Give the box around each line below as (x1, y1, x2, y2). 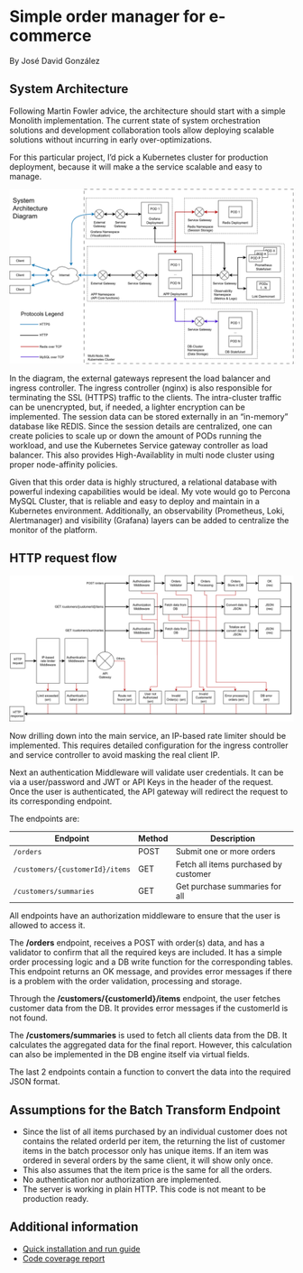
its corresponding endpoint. (9, 796, 113, 807)
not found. (9, 1012, 48, 1023)
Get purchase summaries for (175, 881, 282, 891)
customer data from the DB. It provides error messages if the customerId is (9, 1003, 289, 1014)
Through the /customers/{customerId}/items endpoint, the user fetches (9, 993, 281, 1004)
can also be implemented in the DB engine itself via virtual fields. (9, 1049, 250, 1060)
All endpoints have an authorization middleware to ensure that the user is (9, 910, 281, 921)
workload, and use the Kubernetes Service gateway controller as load (9, 439, 269, 450)
